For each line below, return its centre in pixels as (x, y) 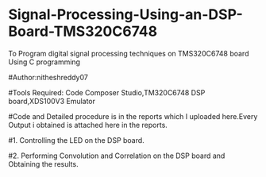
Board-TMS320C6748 (83, 31)
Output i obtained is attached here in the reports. (88, 125)
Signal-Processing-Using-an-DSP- (126, 15)
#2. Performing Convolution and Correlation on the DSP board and (117, 156)
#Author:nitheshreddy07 (48, 77)
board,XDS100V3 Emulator (52, 101)
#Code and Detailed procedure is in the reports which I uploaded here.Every (133, 116)
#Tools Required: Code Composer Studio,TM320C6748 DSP (107, 92)
